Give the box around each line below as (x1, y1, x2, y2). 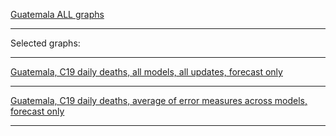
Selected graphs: (10, 37, 81, 49)
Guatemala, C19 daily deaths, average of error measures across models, (10, 95, 308, 106)
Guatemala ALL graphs (10, 9, 105, 20)
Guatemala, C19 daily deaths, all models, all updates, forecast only (10, 66, 283, 78)
